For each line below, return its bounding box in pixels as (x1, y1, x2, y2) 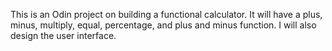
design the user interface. (10, 30, 117, 41)
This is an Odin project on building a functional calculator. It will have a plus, (10, 9, 323, 20)
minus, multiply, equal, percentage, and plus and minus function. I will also (10, 19, 317, 31)
